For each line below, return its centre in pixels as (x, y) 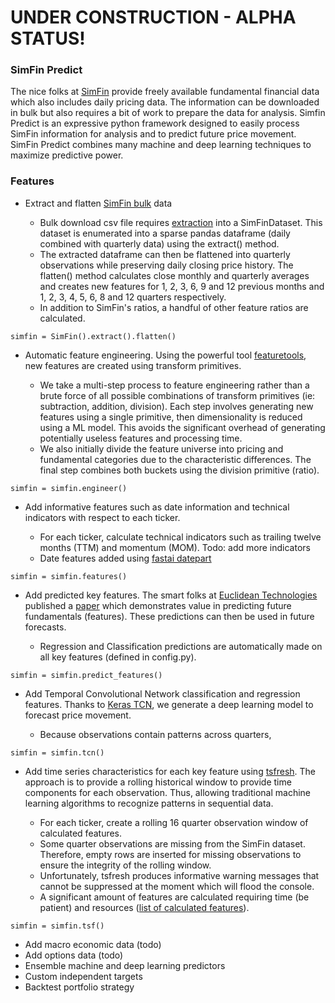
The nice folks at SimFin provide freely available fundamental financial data (165, 92)
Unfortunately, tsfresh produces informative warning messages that (179, 875)
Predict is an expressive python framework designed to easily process (155, 123)
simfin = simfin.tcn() (57, 752)
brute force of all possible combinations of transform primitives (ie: (177, 395)
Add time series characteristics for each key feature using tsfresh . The (170, 771)
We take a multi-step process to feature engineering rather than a (174, 385)
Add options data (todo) (74, 955)
